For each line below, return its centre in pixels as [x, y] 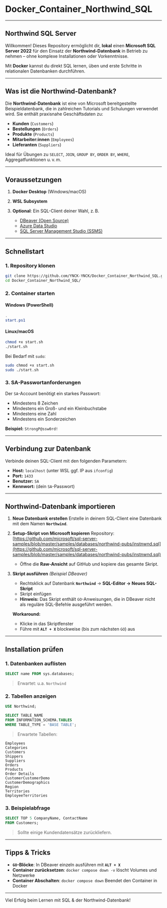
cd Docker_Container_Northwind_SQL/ [43, 280]
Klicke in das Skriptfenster [46, 624]
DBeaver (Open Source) [44, 221]
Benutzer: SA [26, 481]
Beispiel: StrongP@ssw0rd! [32, 428]
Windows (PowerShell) [29, 305]
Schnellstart [25, 251]
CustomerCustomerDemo [28, 778]
